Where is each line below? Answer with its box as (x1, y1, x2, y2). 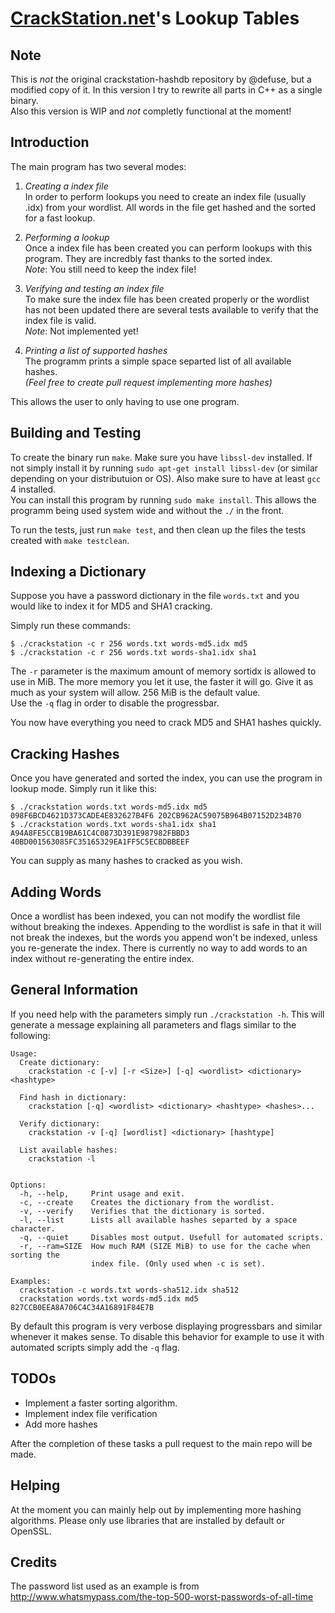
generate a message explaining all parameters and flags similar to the (10, 1018, 297, 1031)
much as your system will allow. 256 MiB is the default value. (10, 687, 261, 699)
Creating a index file (24, 180, 109, 192)
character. (10, 1223, 56, 1234)
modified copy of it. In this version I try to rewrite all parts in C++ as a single (10, 84, 323, 96)
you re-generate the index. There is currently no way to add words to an (10, 942, 308, 954)
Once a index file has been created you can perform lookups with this (24, 242, 313, 254)
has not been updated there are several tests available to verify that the (24, 303, 319, 316)
